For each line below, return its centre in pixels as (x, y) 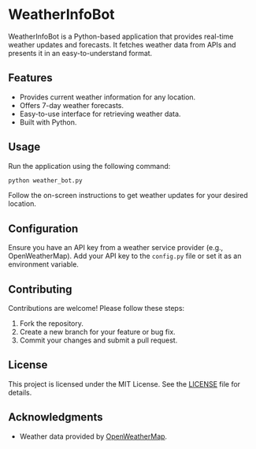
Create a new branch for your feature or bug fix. (97, 332)
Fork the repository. (52, 324)
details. (20, 392)
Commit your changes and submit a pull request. (98, 340)
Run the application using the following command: (89, 166)
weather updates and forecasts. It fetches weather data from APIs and (122, 44)
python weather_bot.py (45, 180)
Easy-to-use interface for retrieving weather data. (100, 114)
